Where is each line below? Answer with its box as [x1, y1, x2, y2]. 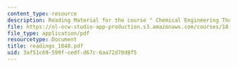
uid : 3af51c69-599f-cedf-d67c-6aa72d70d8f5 [7, 50, 138, 57]
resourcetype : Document [7, 36, 78, 43]
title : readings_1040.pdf [7, 43, 83, 50]
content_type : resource [7, 10, 78, 17]
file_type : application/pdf [7, 29, 90, 37]
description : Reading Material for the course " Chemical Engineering [7, 17, 219, 24]
